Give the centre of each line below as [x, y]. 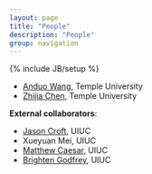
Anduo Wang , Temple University [82, 86]
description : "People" [52, 34]
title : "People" [40, 26]
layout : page [34, 18]
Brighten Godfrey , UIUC [66, 160]
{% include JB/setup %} [54, 69]
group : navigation [44, 43]
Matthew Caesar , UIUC [65, 150]
